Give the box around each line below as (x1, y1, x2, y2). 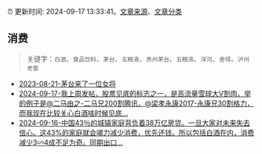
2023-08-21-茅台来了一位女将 (18, 79, 116, 88)
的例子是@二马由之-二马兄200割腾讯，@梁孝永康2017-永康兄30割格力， (18, 98, 254, 108)
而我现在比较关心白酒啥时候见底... (18, 108, 129, 117)
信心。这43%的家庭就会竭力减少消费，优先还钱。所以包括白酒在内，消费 (18, 127, 255, 137)
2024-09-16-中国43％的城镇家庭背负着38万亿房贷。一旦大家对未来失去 (18, 118, 250, 127)
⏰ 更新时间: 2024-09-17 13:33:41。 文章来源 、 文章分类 (7, 7, 182, 16)
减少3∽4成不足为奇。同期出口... (18, 138, 123, 147)
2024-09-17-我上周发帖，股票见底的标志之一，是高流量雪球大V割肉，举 (18, 88, 252, 98)
